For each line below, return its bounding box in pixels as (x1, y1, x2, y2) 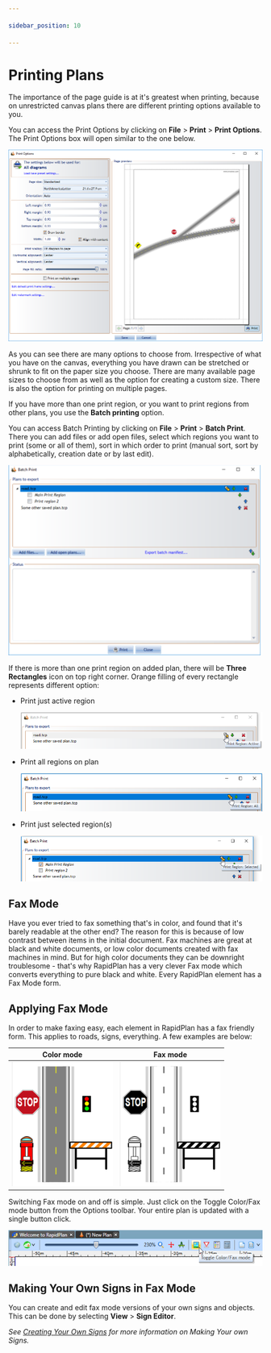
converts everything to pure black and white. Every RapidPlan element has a (8, 970, 262, 980)
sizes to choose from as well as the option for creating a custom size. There (8, 375, 261, 385)
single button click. (8, 1214, 72, 1223)
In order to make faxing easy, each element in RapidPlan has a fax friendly (8, 1023, 255, 1033)
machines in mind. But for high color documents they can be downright (8, 952, 244, 963)
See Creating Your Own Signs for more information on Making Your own (8, 1327, 248, 1337)
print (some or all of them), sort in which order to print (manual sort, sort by (8, 440, 259, 451)
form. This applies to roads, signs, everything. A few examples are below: (8, 1032, 252, 1042)
